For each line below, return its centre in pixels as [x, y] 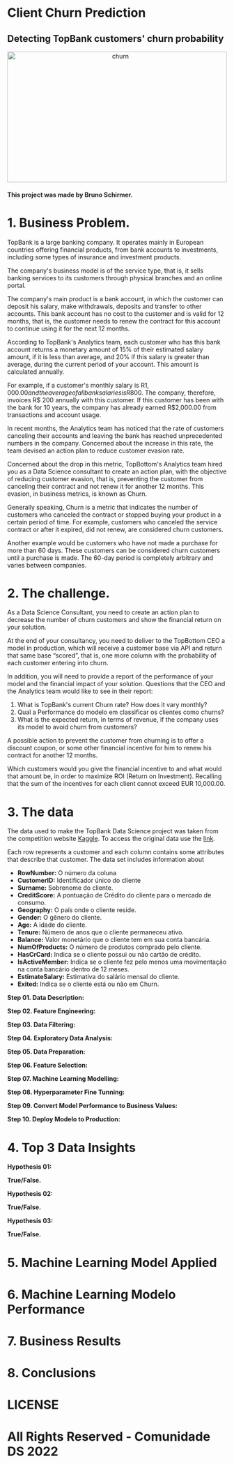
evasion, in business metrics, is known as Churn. [77, 494]
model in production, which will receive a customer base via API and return [115, 648]
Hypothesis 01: [30, 1167]
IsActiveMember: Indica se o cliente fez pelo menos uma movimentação [122, 962]
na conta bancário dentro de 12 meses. [73, 969]
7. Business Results [64, 1341]
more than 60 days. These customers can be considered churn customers [114, 550]
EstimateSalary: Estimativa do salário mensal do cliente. [98, 977]
